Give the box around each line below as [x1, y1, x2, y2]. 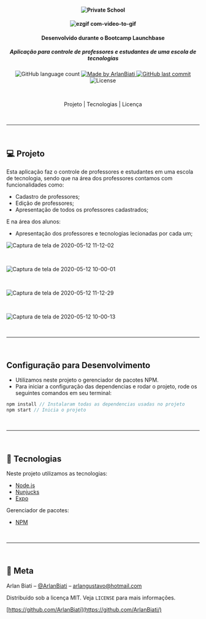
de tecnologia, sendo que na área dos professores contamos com [6, 174, 173, 182]
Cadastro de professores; [15, 193, 80, 200]
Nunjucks [15, 488, 40, 495]
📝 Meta [6, 566, 34, 576]
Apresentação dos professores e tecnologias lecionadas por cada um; [15, 229, 193, 237]
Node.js [15, 482, 36, 489]
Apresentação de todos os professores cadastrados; [15, 206, 149, 213]
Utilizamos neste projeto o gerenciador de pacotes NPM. [15, 376, 159, 384]
